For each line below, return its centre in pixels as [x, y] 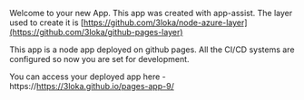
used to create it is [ [47, 23]
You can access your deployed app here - [88, 77]
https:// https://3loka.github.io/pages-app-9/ [92, 86]
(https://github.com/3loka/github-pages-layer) [96, 32]
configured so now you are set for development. [99, 59]
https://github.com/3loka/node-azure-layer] [165, 23]
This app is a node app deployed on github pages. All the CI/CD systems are [152, 50]
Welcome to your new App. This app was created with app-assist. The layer [151, 13]
